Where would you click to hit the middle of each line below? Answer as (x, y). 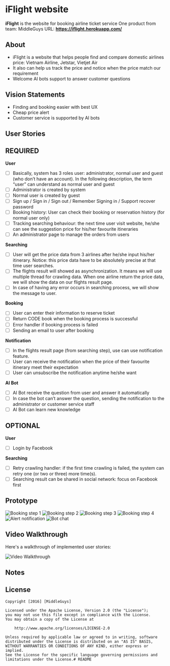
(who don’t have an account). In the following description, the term (82, 178)
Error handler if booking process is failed (55, 324)
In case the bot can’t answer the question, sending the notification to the (89, 398)
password (23, 207)
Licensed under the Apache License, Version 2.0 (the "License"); (77, 610)
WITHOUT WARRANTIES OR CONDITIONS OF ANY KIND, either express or (77, 646)
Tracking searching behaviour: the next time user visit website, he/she (86, 223)
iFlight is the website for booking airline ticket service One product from (81, 23)
